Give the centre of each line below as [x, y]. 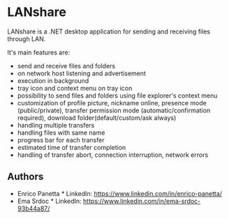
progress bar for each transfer [61, 139]
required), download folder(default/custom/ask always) [97, 118]
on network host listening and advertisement [82, 73]
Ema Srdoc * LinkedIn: [49, 201]
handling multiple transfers [56, 125]
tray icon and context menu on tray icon [75, 88]
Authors [25, 177]
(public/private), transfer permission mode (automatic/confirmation [114, 110]
